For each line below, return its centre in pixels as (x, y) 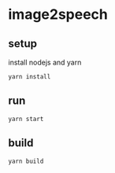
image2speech (58, 15)
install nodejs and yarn (45, 62)
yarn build (26, 161)
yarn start (26, 119)
